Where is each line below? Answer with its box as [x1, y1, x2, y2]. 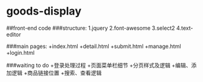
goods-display [6, 4, 82, 18]
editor [6, 30, 21, 38]
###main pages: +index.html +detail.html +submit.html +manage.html [6, 43, 181, 50]
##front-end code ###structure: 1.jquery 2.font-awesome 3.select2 [6, 24, 175, 32]
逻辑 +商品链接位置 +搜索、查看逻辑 [11, 69, 102, 77]
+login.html [6, 49, 35, 56]
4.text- [176, 24, 193, 32]
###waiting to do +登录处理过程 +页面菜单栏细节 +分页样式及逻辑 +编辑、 [6, 61, 191, 69]
